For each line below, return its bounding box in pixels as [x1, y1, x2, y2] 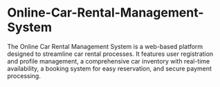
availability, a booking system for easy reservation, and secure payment [7, 64, 212, 72]
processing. [7, 71, 42, 80]
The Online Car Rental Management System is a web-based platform [7, 42, 203, 50]
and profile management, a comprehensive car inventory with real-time [7, 57, 210, 65]
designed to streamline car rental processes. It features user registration [7, 50, 214, 58]
